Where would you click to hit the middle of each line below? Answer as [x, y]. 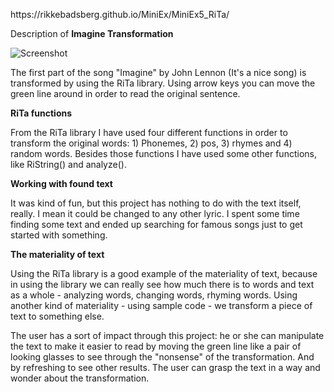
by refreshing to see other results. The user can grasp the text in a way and [165, 367]
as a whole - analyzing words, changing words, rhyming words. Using [154, 295]
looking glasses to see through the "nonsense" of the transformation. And [162, 357]
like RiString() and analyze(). [68, 164]
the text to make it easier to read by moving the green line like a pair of [156, 346]
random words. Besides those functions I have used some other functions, [163, 153]
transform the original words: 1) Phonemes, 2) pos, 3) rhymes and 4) [151, 143]
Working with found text [61, 183]
